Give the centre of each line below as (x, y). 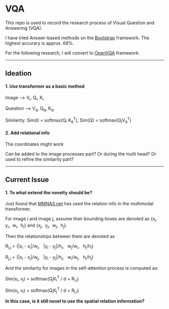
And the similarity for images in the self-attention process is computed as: (82, 268)
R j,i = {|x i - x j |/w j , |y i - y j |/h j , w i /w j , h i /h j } (50, 257)
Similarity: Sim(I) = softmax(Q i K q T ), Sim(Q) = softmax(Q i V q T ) (68, 120)
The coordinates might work (34, 144)
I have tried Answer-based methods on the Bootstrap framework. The (77, 38)
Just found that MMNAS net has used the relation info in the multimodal (79, 204)
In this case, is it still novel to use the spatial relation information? (75, 301)
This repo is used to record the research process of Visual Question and (80, 23)
